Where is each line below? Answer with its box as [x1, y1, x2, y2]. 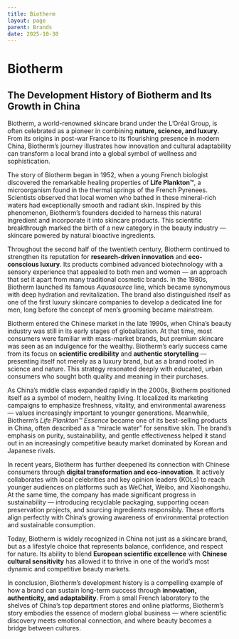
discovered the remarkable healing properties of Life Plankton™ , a [7, 179, 201, 187]
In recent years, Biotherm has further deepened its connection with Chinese [7, 460, 230, 469]
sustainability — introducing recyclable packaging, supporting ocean [7, 498, 209, 507]
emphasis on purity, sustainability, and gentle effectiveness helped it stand [7, 431, 226, 440]
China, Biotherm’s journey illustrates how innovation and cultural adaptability [7, 142, 232, 150]
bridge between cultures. [7, 624, 82, 633]
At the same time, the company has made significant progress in [7, 490, 196, 499]
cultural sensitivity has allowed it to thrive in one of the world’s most [7, 557, 210, 566]
